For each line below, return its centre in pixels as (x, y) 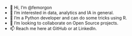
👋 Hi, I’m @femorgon (31, 8)
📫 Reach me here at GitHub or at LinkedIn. (53, 28)
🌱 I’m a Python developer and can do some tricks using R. (68, 18)
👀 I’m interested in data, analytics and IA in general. (62, 13)
